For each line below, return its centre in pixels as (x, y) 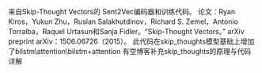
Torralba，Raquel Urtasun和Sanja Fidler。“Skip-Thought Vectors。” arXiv (126, 31)
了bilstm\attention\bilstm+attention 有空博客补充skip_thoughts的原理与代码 (130, 51)
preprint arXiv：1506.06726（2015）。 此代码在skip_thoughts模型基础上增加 (131, 41)
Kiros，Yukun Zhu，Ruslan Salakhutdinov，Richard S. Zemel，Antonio (123, 21)
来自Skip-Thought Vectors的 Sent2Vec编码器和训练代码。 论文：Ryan (122, 12)
